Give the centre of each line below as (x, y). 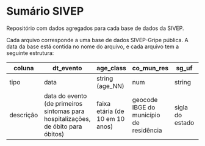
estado (184, 122)
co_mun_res (150, 68)
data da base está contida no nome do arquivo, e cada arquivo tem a (93, 46)
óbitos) (54, 134)
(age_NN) (111, 86)
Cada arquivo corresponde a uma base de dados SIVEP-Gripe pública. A (97, 40)
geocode (145, 100)
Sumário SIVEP (45, 11)
